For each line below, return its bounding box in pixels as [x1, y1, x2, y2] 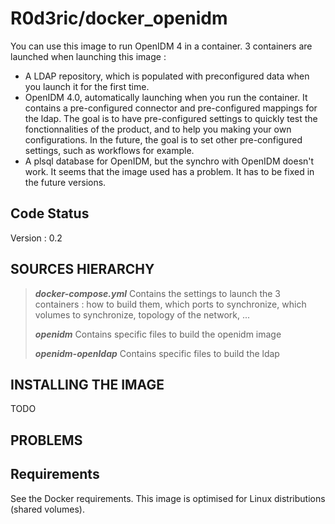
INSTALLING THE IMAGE [10, 376, 165, 393]
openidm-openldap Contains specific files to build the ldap [34, 347, 280, 359]
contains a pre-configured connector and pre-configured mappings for [24, 102, 318, 114]
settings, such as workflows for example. [24, 144, 195, 156]
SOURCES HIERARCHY [10, 261, 155, 278]
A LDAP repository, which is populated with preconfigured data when [24, 70, 310, 82]
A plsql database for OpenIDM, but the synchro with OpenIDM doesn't [24, 155, 315, 167]
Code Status [10, 205, 90, 222]
